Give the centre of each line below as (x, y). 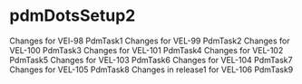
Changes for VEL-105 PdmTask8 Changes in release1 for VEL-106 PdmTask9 (151, 70)
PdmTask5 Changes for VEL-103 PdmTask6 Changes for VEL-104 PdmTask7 (151, 60)
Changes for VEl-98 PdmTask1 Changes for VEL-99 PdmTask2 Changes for (150, 41)
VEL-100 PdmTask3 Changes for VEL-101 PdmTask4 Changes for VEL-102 (146, 50)
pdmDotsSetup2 (73, 16)
